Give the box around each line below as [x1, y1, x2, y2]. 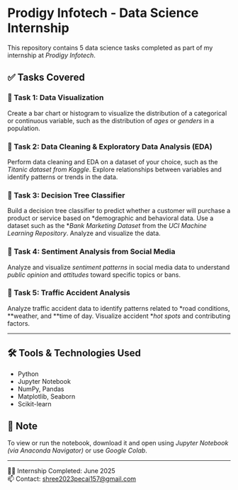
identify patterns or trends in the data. [7, 172, 118, 181]
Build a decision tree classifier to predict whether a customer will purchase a [7, 207, 231, 215]
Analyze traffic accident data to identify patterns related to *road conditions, [7, 304, 230, 312]
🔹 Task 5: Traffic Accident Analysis [7, 288, 130, 298]
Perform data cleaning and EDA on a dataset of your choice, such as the [7, 157, 218, 166]
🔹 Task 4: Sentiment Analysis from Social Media [7, 246, 176, 256]
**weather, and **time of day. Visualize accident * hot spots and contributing [7, 312, 231, 320]
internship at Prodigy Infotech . [7, 51, 96, 59]
